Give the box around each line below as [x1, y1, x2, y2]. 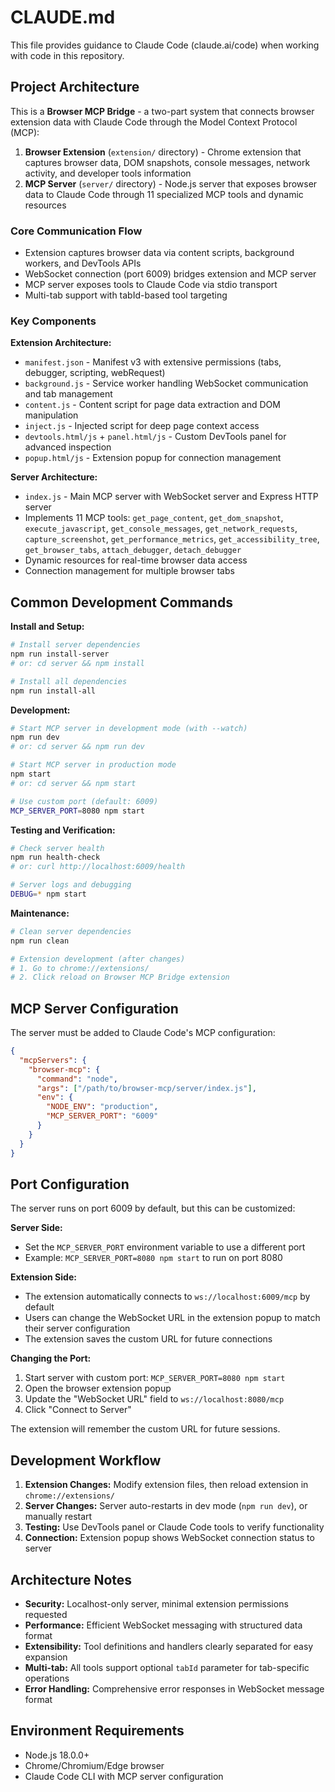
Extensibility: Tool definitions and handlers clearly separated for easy [24, 1641, 314, 1653]
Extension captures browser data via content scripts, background [24, 247, 295, 259]
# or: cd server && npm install [10, 658, 145, 668]
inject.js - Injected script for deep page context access [24, 420, 260, 432]
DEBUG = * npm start [10, 889, 87, 900]
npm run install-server [10, 649, 110, 660]
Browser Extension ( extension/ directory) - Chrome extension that [24, 146, 302, 158]
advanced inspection [24, 441, 112, 453]
